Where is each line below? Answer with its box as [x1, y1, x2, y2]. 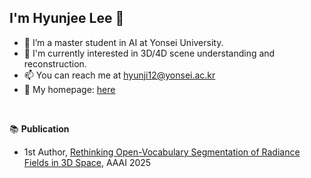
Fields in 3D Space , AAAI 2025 [23, 156, 152, 168]
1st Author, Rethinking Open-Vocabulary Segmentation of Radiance [23, 146, 301, 158]
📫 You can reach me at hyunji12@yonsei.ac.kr [23, 69, 216, 81]
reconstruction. [23, 57, 87, 70]
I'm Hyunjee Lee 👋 [9, 10, 125, 27]
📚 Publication [9, 122, 70, 135]
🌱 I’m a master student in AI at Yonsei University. [23, 36, 224, 48]
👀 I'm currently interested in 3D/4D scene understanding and [23, 47, 276, 59]
